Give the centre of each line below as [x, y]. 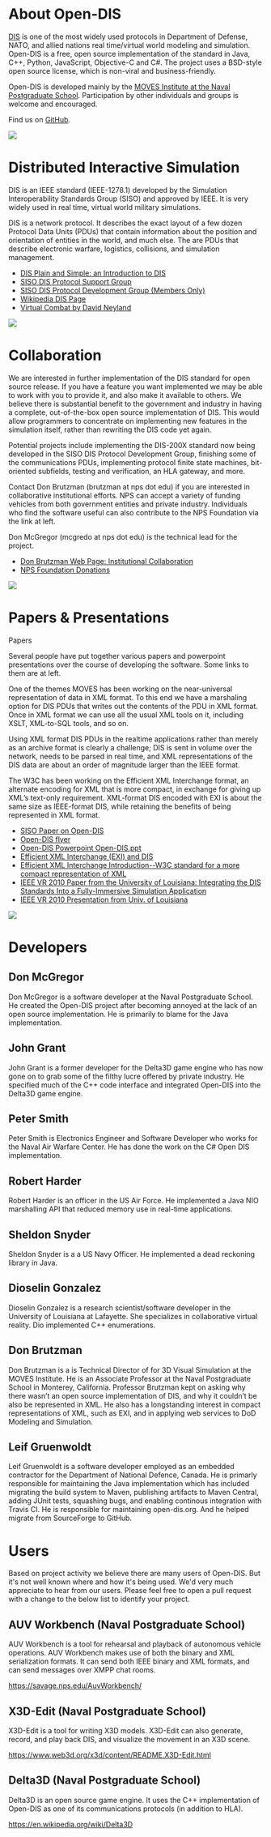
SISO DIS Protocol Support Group [76, 281]
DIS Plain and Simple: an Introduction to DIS [93, 273]
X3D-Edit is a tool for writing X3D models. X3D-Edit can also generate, [126, 1730]
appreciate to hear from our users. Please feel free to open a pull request [130, 1591]
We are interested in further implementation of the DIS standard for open [129, 378]
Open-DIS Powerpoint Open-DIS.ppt [80, 848]
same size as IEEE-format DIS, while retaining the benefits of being [120, 806]
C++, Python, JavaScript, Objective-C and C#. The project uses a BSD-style [135, 62]
